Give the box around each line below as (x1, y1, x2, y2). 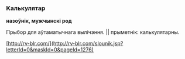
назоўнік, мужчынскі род (6, 18, 72, 25)
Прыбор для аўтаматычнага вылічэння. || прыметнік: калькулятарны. (6, 29, 180, 36)
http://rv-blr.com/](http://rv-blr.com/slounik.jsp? (8, 40, 124, 47)
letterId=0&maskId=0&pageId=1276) (6, 46, 94, 53)
